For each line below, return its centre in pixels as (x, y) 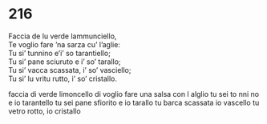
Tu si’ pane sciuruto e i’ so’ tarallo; (65, 62)
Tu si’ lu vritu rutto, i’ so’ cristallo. (63, 78)
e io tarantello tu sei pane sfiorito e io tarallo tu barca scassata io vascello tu (134, 102)
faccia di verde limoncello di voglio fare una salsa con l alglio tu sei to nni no (133, 94)
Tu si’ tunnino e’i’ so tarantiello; (59, 53)
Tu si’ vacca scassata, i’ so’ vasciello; (70, 70)
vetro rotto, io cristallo (45, 111)
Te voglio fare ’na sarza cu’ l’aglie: (64, 44)
